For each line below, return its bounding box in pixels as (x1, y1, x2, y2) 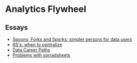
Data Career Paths (12, 47, 50, 53)
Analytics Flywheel (5, 3, 86, 15)
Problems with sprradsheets (12, 52, 71, 58)
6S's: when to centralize (12, 42, 62, 48)
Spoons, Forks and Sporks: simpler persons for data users (12, 36, 133, 42)
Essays (5, 23, 28, 32)
